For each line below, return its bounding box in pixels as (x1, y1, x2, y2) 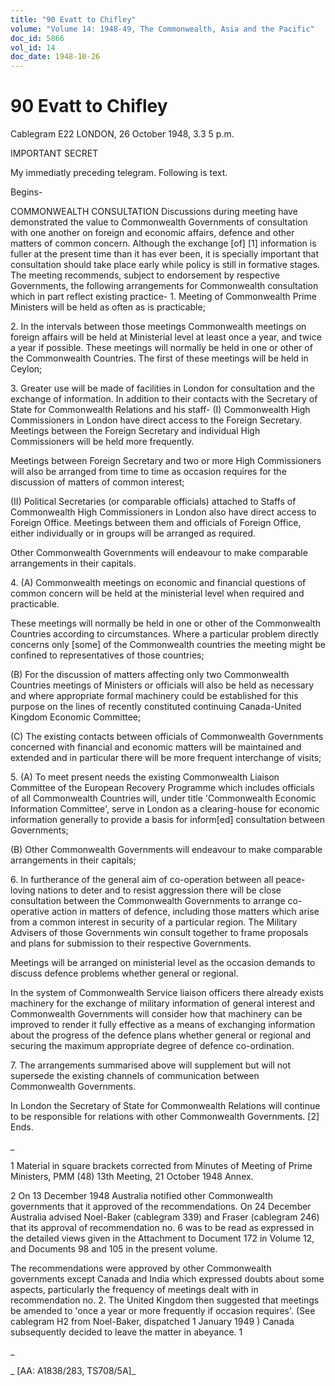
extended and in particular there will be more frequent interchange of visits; (10, 752, 322, 764)
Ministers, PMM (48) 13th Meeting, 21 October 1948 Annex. (10, 1171, 254, 1183)
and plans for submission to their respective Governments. (10, 937, 252, 950)
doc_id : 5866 (10, 33, 65, 43)
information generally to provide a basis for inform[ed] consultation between (10, 814, 325, 826)
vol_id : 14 (10, 42, 56, 53)
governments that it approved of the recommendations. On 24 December (10, 1201, 312, 1213)
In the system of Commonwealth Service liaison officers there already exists (10, 987, 324, 999)
